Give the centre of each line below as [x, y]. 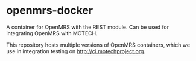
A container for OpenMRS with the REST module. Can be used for [88, 27]
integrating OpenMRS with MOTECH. [52, 33]
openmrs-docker [50, 10]
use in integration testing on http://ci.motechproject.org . [76, 51]
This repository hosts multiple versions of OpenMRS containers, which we [98, 45]
